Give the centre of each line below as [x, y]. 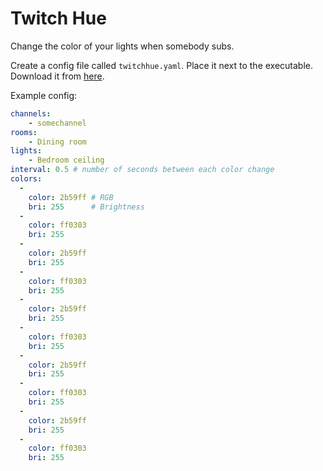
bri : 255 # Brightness [86, 207]
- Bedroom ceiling [66, 160]
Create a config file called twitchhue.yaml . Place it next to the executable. [162, 65]
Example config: [44, 95]
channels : [31, 113]
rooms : [24, 132]
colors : [26, 179]
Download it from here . [57, 76]
